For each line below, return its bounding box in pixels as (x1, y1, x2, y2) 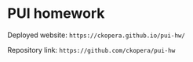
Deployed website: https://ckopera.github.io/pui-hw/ (7, 30, 186, 40)
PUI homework (7, 5, 105, 22)
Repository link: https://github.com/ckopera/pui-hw (7, 45, 176, 54)
